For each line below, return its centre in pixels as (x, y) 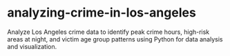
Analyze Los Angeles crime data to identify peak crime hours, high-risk (108, 32)
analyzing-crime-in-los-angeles (102, 13)
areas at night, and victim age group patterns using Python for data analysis (115, 39)
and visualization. (32, 46)
